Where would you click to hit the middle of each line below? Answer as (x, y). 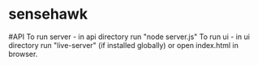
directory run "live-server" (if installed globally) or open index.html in (124, 45)
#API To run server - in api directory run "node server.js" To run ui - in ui (129, 37)
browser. (23, 54)
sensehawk (48, 14)
